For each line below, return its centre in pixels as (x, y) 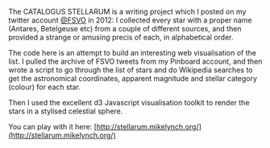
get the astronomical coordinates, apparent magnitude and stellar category (133, 78)
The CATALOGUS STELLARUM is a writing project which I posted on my (127, 12)
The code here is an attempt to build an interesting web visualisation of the (132, 53)
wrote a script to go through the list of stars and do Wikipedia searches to (131, 70)
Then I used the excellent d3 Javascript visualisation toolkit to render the (129, 103)
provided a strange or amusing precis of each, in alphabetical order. (121, 37)
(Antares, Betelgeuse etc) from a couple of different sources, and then (125, 29)
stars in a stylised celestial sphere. (66, 111)
